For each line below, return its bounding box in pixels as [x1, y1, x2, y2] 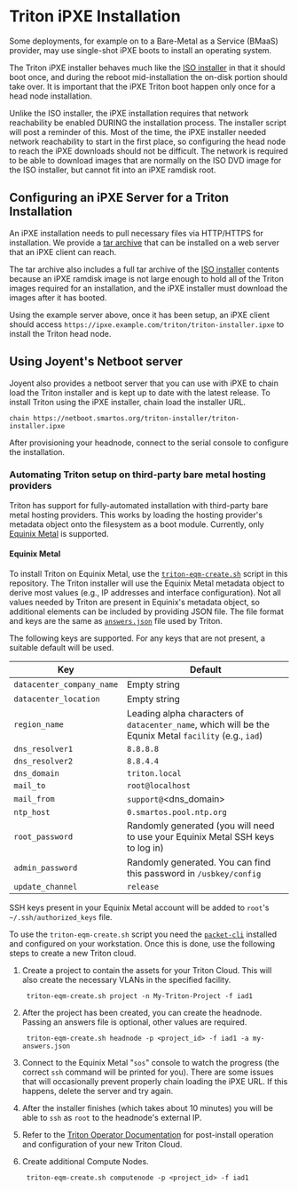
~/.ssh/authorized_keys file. [9, 912, 113, 923]
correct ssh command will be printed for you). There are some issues [21, 1067, 274, 1077]
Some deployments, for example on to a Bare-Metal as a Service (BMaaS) [9, 36, 279, 46]
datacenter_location [13, 694, 100, 704]
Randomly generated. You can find [127, 856, 271, 868]
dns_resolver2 [13, 756, 74, 766]
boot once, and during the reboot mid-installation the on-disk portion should [9, 71, 288, 82]
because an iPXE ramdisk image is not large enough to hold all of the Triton [9, 273, 284, 284]
